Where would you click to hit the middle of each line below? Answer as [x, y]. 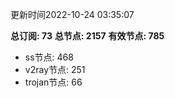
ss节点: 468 [49, 57]
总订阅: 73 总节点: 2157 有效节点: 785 [87, 36]
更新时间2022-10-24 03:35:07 [72, 14]
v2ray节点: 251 [55, 69]
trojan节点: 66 [53, 82]
